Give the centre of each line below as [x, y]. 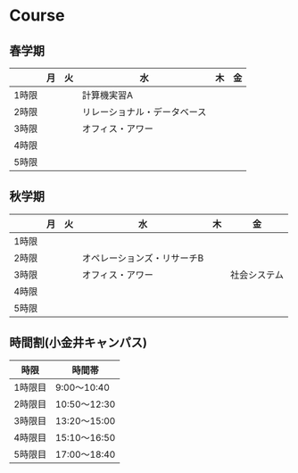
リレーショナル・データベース [144, 112]
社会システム [257, 275]
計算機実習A [108, 95]
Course [37, 16]
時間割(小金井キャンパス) [78, 343]
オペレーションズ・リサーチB [143, 258]
